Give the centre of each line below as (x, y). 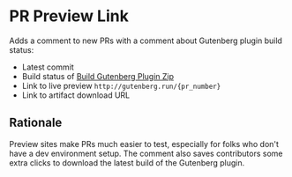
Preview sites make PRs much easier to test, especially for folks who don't (144, 144)
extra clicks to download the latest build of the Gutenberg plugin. (127, 162)
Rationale (36, 123)
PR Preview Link (69, 16)
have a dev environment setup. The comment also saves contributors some (146, 153)
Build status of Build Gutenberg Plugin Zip (98, 76)
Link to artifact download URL (76, 95)
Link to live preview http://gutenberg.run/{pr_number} (121, 85)
